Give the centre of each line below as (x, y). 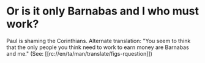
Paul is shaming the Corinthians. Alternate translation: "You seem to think (99, 41)
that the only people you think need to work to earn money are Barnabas (98, 47)
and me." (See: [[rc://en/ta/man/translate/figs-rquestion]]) (80, 53)
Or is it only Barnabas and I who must (102, 11)
